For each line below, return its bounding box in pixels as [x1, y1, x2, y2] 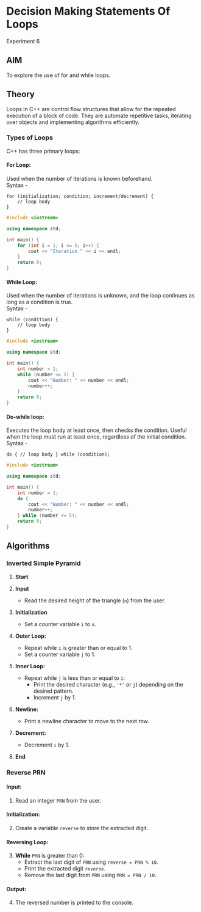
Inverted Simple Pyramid [6, 559, 81, 567]
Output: [6, 885, 26, 892]
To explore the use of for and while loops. [6, 71, 111, 79]
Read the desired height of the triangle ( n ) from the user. [24, 597, 166, 604]
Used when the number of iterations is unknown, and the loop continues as [6, 292, 195, 299]
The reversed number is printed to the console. [15, 899, 134, 907]
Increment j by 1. [33, 693, 76, 701]
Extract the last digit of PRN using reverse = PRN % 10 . [24, 858, 158, 866]
